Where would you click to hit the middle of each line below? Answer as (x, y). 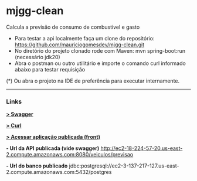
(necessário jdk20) (37, 57)
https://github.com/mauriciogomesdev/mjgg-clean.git (79, 45)
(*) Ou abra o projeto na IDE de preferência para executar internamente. (93, 81)
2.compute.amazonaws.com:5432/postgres (59, 172)
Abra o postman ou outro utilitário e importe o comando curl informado (100, 63)
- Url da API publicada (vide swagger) (53, 148)
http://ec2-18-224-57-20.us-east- (142, 148)
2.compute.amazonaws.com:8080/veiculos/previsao (70, 155)
